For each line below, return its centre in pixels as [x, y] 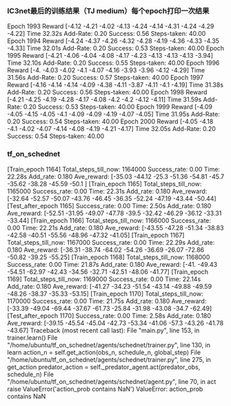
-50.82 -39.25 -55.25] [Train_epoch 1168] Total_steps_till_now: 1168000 [109, 257]
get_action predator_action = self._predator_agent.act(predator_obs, [104, 367]
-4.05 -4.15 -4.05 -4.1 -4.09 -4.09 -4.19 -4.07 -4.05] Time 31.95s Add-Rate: [114, 114]
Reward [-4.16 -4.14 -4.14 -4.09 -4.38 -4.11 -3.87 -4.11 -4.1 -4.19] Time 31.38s [115, 85]
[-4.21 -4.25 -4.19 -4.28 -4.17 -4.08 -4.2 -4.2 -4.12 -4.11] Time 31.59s [104, 100]
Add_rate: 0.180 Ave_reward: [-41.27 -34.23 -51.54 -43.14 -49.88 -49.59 [110, 286]
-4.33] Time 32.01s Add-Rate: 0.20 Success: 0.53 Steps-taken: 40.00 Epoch [116, 48]
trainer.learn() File [32, 337]
